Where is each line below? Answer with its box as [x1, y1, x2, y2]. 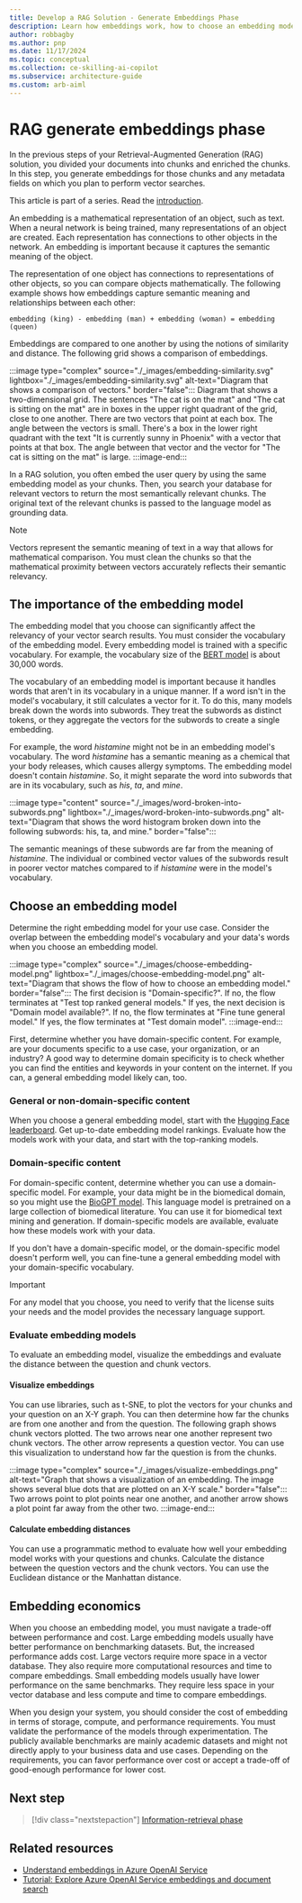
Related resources [9, 1840, 114, 1856]
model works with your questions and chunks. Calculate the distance [9, 1553, 265, 1564]
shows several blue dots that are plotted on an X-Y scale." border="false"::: [9, 1484, 288, 1495]
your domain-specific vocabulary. [9, 1261, 135, 1272]
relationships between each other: [9, 296, 137, 307]
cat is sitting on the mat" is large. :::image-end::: [9, 451, 187, 462]
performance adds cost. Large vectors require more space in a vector [9, 1651, 268, 1662]
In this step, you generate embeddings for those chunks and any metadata [9, 168, 286, 178]
